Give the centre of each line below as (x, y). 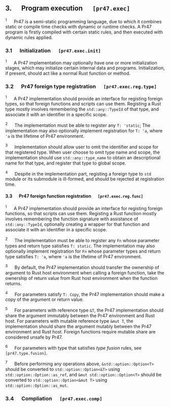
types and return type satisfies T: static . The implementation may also (80, 246)
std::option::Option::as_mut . (37, 386)
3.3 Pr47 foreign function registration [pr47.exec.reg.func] (74, 196)
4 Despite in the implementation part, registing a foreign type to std (78, 173)
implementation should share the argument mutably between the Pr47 (78, 326)
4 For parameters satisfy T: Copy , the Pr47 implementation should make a (85, 294)
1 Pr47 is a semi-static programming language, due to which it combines (83, 21)
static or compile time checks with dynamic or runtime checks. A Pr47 (79, 27)
